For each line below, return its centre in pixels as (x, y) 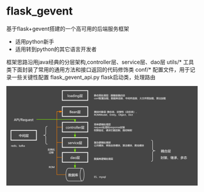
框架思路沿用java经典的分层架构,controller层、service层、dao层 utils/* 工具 (100, 62)
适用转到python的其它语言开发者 (56, 49)
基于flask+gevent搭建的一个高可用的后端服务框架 (68, 28)
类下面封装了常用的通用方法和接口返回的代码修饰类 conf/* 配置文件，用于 (98, 69)
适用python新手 (35, 41)
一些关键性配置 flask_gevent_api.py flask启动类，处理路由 (83, 77)
